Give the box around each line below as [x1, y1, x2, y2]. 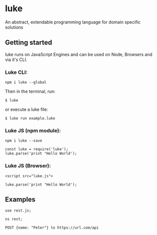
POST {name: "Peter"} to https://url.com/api [5, 225, 99, 230]
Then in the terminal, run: [5, 88, 56, 94]
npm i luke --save [5, 138, 42, 143]
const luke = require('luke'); [5, 147, 69, 152]
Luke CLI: [5, 69, 28, 76]
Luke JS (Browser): [5, 162, 51, 169]
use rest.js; [5, 208, 32, 213]
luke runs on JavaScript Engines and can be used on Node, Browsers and [5, 51, 153, 57]
